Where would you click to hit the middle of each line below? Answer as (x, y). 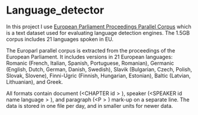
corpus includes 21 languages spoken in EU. (60, 39)
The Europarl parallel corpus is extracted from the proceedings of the (91, 50)
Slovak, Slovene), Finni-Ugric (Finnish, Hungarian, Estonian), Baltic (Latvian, (98, 75)
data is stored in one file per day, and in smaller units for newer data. (90, 106)
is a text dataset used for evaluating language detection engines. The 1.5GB (98, 32)
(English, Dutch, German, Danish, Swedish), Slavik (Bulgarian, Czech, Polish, (99, 69)
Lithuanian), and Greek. (35, 82)
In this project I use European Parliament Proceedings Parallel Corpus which (99, 27)
